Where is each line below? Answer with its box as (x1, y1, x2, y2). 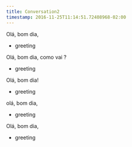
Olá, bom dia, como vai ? (6, 53, 67, 60)
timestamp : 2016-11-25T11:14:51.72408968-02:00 (6, 14, 127, 20)
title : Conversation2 (6, 8, 60, 15)
